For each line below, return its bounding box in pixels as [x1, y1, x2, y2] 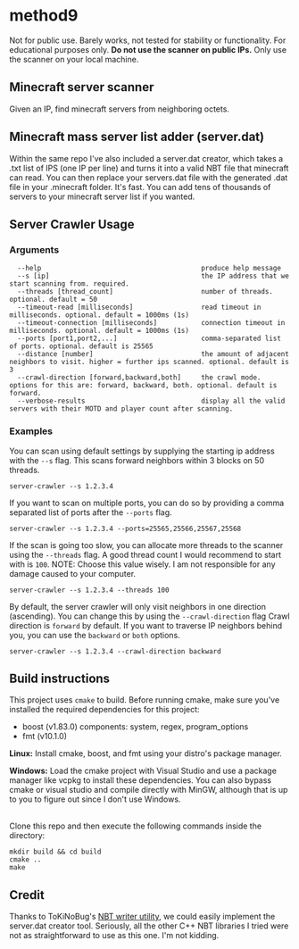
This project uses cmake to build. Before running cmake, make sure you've [9, 695, 280, 705]
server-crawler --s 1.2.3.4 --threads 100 [9, 586, 170, 595]
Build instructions [9, 670, 110, 686]
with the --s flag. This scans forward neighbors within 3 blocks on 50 [9, 454, 265, 465]
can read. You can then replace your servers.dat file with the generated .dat [9, 171, 288, 183]
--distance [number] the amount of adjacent [17, 350, 290, 359]
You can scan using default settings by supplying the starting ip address [9, 445, 275, 456]
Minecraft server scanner [9, 79, 154, 95]
